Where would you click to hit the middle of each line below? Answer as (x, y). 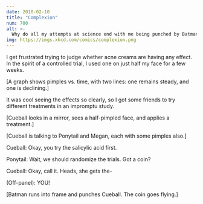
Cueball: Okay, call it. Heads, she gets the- (60, 171)
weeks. (15, 70)
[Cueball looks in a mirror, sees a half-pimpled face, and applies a (88, 118)
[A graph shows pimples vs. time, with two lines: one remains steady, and (98, 81)
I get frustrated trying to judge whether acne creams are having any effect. (99, 57)
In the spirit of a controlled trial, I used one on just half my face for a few (96, 63)
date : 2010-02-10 (28, 12)
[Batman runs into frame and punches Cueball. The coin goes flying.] (92, 194)
